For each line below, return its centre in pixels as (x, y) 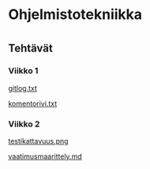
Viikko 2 (24, 124)
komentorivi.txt (33, 103)
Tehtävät (30, 49)
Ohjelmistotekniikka (75, 15)
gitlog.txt (23, 88)
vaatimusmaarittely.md (45, 156)
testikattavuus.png (38, 141)
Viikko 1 (23, 71)
